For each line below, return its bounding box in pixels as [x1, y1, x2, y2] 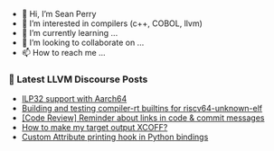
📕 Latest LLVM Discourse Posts [8, 73, 148, 85]
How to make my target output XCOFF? [21, 122, 168, 133]
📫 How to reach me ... [21, 48, 106, 58]
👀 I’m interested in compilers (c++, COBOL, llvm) [21, 18, 203, 29]
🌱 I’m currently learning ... [21, 28, 118, 38]
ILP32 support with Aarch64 [21, 93, 128, 104]
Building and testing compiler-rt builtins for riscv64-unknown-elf [21, 103, 263, 114]
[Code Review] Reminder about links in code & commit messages [21, 112, 265, 123]
